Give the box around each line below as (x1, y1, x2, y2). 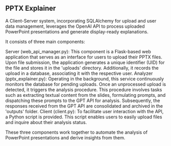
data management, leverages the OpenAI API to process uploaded (5, 23, 145, 29)
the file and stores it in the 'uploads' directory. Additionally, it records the (5, 65, 159, 71)
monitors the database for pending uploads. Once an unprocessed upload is (5, 81, 166, 87)
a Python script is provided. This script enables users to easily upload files (5, 114, 162, 120)
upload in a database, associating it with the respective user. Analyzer (5, 70, 153, 76)
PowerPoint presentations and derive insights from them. (5, 134, 125, 140)
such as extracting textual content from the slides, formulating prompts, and (5, 92, 166, 98)
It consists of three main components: (5, 38, 85, 45)
